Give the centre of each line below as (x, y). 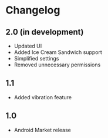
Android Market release (42, 130)
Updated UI (28, 46)
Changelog (33, 10)
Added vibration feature (43, 97)
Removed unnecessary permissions (57, 65)
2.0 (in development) (45, 32)
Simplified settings (36, 58)
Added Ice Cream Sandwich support (58, 52)
